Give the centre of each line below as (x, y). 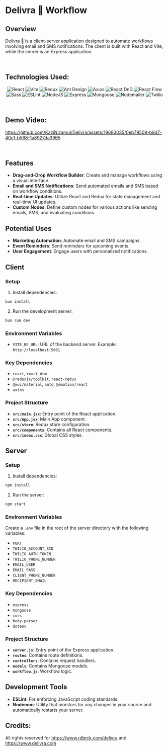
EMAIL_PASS (24, 570)
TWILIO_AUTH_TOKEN (32, 554)
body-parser (25, 621)
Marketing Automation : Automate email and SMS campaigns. (76, 240)
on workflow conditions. (37, 191)
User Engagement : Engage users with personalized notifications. (80, 252)
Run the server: (28, 495)
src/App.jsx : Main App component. (49, 419)
